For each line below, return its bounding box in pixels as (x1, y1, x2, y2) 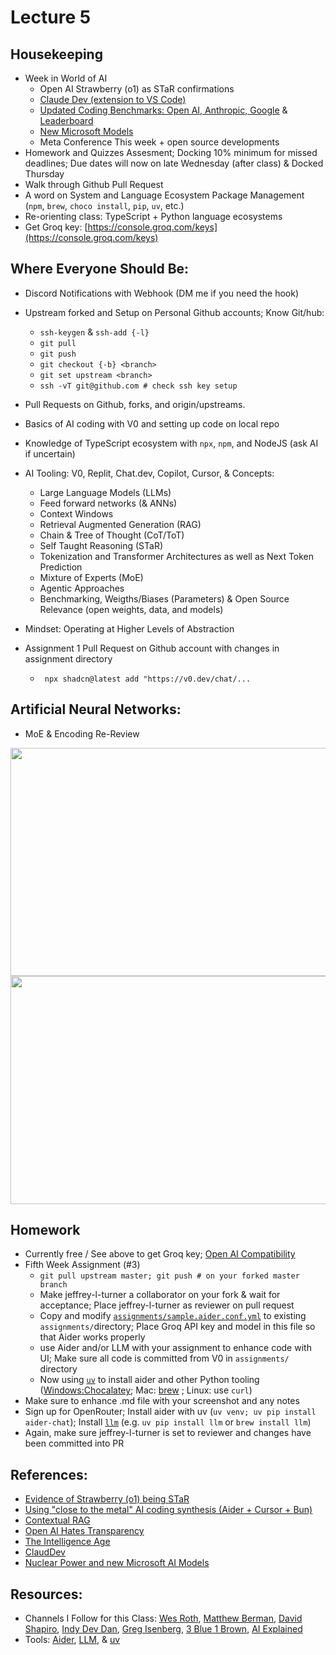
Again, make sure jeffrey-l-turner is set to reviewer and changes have (24, 1427, 312, 1439)
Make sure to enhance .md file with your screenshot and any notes (24, 1395, 300, 1407)
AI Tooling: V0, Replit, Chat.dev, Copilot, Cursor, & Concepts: (24, 467, 275, 479)
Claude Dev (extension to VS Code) (39, 94, 187, 105)
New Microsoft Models (39, 126, 134, 137)
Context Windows (39, 507, 114, 520)
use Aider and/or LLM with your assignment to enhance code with (39, 1342, 312, 1354)
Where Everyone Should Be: (10, 261, 190, 278)
